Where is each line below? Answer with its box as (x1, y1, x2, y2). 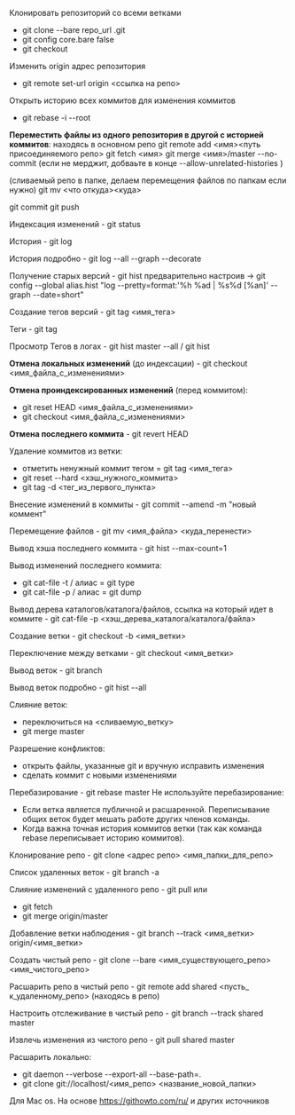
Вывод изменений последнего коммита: (9, 560, 162, 571)
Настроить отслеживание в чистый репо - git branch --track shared (9, 1008, 264, 1018)
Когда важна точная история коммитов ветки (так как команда (21, 823, 263, 834)
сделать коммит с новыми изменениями (21, 770, 177, 780)
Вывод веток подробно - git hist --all (9, 683, 147, 692)
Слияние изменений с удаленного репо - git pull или (9, 884, 208, 895)
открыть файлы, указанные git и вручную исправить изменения (21, 761, 265, 771)
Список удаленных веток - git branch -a (9, 867, 159, 877)
